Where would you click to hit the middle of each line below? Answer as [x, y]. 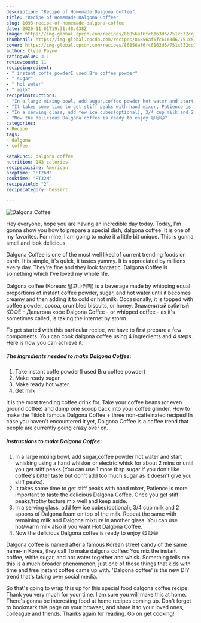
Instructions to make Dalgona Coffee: [54, 441]
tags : [13, 135]
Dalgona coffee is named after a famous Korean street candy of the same [97, 544]
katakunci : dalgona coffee [40, 156]
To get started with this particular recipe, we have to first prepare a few [94, 330]
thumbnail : [20, 40]
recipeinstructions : [32, 95]
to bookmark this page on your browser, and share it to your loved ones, [95, 607]
